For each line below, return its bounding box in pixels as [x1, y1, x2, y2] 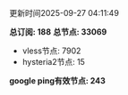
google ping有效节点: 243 [9, 75, 106, 86]
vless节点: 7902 [21, 45, 81, 56]
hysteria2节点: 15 [21, 57, 85, 67]
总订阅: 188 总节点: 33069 [9, 27, 107, 37]
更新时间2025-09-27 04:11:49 [9, 8, 119, 18]
